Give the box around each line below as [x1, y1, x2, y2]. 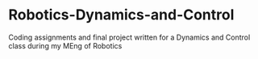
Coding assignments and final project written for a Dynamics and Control [8, 32, 251, 42]
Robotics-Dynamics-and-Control [8, 6, 235, 24]
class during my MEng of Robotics [8, 40, 123, 50]
